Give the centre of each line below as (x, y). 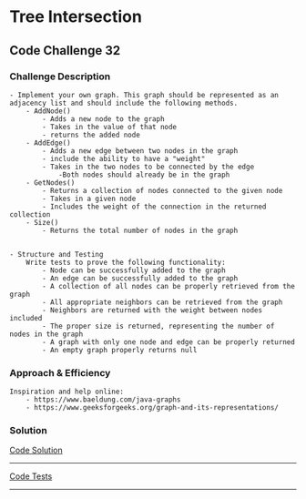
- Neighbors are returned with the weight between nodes (152, 310)
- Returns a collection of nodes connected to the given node (163, 190)
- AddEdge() (48, 143)
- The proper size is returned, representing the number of (158, 326)
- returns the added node (92, 135)
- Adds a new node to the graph (104, 119)
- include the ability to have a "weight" (124, 158)
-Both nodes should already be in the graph (144, 175)
